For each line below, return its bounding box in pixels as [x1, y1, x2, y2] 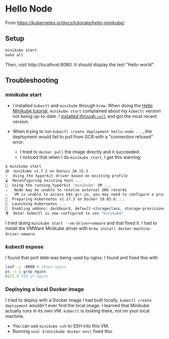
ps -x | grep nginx [5, 269, 46, 274]
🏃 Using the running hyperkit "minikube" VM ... [5, 182, 112, 188]
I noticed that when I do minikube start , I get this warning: [20, 154, 142, 160]
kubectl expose [5, 243, 44, 250]
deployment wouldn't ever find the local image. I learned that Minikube [5, 303, 150, 309]
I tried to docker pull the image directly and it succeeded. [20, 149, 140, 155]
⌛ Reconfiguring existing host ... [5, 178, 82, 183]
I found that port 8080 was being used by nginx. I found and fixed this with [5, 255, 158, 261]
